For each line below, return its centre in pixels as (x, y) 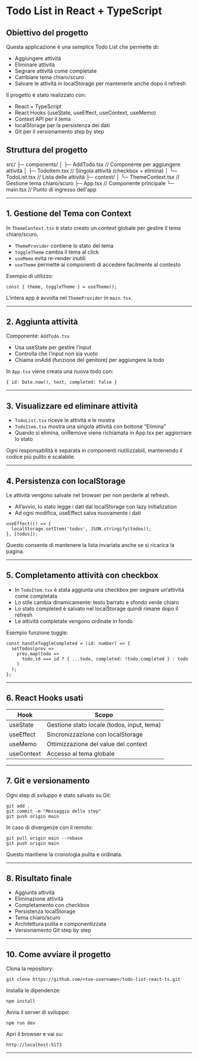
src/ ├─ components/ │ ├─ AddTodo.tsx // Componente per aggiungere (93, 164)
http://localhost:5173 (34, 1045)
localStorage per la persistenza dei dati (62, 125)
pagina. (15, 552)
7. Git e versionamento (48, 781)
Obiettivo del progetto (47, 33)
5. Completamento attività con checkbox (82, 576)
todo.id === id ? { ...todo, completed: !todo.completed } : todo (105, 659)
